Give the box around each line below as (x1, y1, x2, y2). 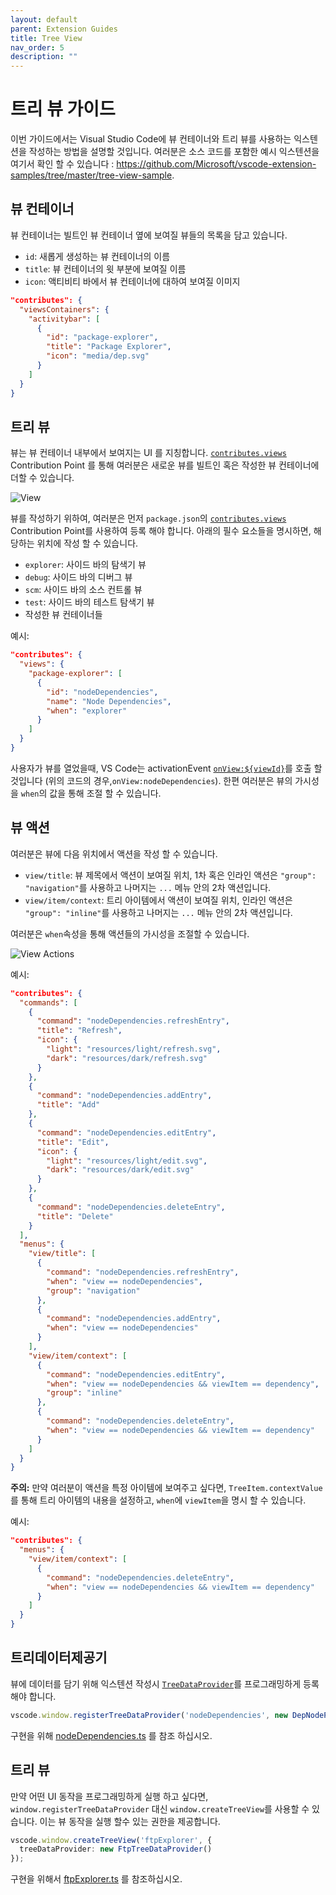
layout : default (10, 14, 78, 25)
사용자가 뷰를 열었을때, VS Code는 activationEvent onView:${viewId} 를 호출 (10, 762, 312, 774)
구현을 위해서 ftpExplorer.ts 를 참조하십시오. (10, 1873, 183, 1885)
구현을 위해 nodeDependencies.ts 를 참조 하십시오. (10, 1729, 213, 1741)
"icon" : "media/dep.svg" (46, 351, 150, 361)
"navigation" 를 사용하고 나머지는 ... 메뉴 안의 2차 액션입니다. (24, 881, 272, 893)
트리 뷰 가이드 (10, 98, 116, 121)
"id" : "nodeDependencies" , (46, 687, 159, 697)
